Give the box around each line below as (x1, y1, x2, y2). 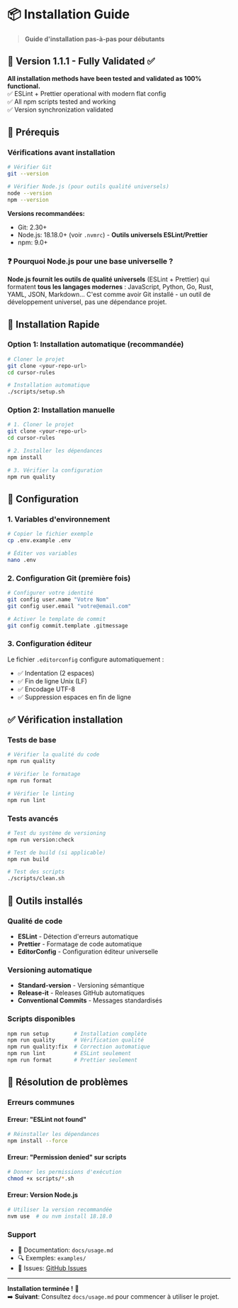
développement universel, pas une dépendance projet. (7, 298, 167, 306)
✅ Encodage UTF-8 (17, 684, 76, 693)
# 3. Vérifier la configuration (7, 467, 103, 474)
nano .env (7, 556, 37, 563)
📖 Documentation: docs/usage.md (17, 1245, 113, 1255)
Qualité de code (7, 916, 63, 926)
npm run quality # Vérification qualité (7, 1037, 144, 1044)
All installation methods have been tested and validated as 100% (7, 74, 202, 82)
